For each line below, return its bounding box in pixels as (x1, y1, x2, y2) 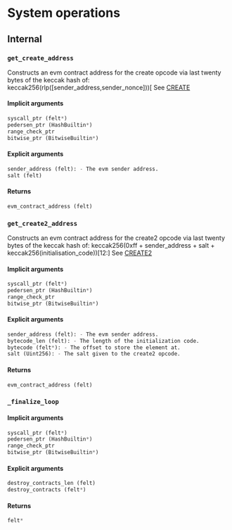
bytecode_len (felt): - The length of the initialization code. (7, 337, 200, 344)
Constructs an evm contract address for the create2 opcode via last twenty (7, 234, 226, 242)
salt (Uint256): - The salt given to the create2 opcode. (7, 351, 181, 358)
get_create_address (7, 54, 74, 62)
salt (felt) (7, 172, 42, 179)
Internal (7, 33, 42, 45)
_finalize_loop (7, 398, 60, 406)
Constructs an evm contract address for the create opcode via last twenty (7, 68, 221, 77)
